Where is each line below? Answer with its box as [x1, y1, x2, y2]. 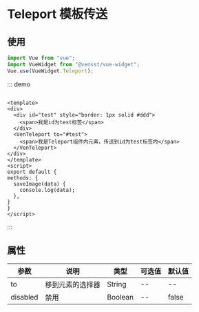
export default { [7, 168, 57, 175]
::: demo [7, 80, 31, 88]
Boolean [106, 293, 134, 302]
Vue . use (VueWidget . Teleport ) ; [7, 67, 94, 75]
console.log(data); [19, 186, 76, 193]
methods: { [7, 174, 39, 182]
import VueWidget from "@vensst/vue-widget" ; [7, 61, 140, 68]
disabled [10, 293, 39, 302]
